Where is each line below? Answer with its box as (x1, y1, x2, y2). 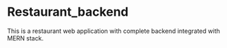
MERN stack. (7, 34, 44, 42)
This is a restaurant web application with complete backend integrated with (7, 27, 220, 35)
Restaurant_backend (7, 4, 129, 20)
